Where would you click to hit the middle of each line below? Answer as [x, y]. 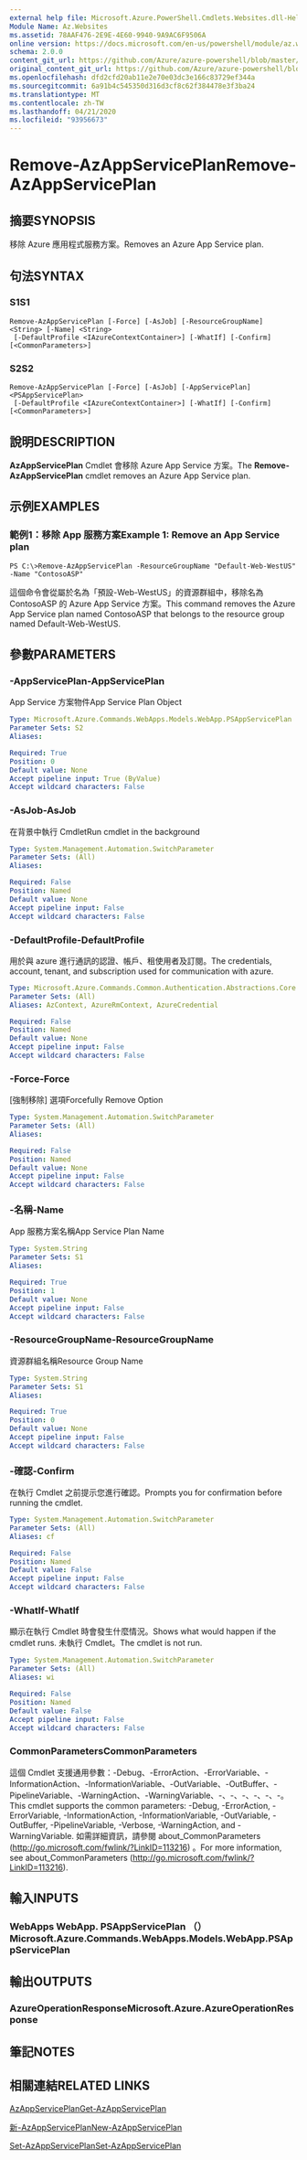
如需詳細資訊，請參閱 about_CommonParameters [169, 1835]
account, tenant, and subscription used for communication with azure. [142, 971]
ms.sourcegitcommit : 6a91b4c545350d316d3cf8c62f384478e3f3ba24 [132, 86]
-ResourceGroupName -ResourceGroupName [112, 1340]
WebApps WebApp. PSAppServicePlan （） [108, 1926]
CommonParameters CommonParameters [104, 1751]
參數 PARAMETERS [63, 654]
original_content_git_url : [61, 70]
